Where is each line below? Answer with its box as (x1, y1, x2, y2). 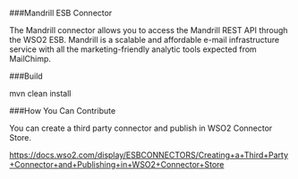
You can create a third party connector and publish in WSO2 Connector (9, 123, 273, 133)
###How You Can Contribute (9, 106, 116, 115)
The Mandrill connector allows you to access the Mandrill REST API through (9, 25, 288, 35)
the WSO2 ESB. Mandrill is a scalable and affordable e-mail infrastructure (9, 35, 280, 45)
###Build (9, 71, 43, 81)
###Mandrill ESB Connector (9, 8, 113, 18)
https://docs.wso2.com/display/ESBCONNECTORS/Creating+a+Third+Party (9, 149, 289, 160)
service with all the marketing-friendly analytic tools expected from (9, 44, 257, 55)
